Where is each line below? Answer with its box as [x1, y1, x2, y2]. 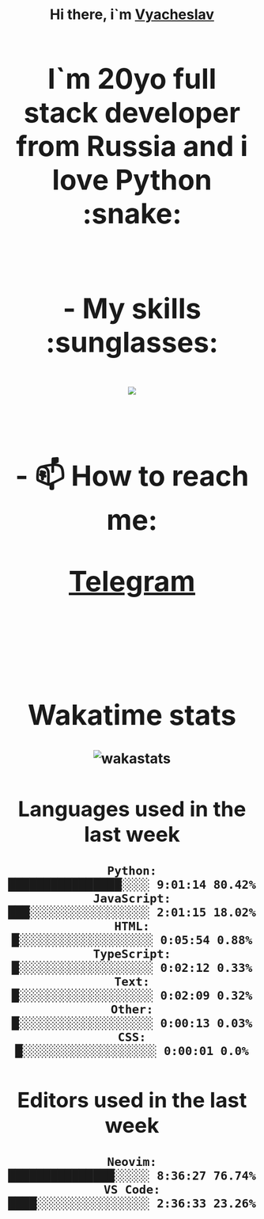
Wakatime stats [28, 697, 236, 732]
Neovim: [107, 1154, 157, 1169]
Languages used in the [17, 796, 247, 822]
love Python [51, 162, 213, 197]
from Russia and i [16, 128, 248, 163]
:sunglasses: [45, 325, 219, 360]
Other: [111, 1002, 153, 1017]
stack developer [24, 95, 240, 130]
